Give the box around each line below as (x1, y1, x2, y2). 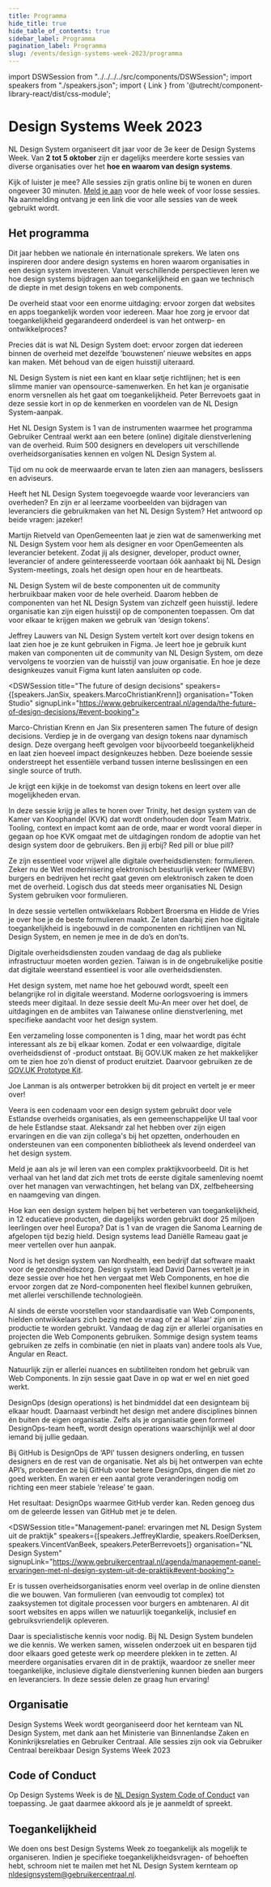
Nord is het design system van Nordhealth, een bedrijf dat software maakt (8, 1255, 256, 1265)
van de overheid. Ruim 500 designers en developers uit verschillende (8, 440, 240, 450)
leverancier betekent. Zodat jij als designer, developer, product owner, (8, 547, 241, 557)
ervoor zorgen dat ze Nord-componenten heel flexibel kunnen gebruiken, (8, 1281, 253, 1291)
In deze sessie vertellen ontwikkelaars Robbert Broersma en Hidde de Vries (8, 906, 260, 916)
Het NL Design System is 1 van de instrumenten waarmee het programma (8, 422, 253, 432)
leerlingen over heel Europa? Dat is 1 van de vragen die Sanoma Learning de (8, 1222, 263, 1233)
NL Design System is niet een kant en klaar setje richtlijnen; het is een (8, 372, 241, 382)
